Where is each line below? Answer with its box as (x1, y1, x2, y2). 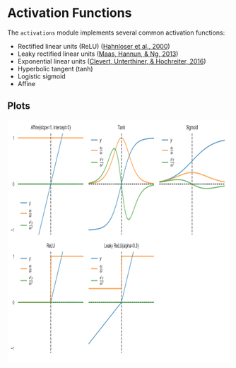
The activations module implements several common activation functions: (7, 28, 225, 37)
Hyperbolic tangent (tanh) (17, 64, 93, 73)
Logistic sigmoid (17, 72, 66, 81)
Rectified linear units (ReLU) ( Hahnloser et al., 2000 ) (17, 42, 171, 50)
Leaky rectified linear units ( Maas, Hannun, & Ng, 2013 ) (17, 49, 179, 58)
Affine (17, 79, 36, 88)
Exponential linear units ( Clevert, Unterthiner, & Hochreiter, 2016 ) (17, 57, 206, 65)
